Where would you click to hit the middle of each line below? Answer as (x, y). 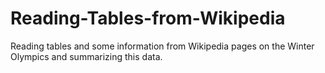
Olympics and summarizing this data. (86, 56)
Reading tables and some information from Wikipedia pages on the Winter (162, 46)
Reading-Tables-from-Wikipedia (148, 18)
